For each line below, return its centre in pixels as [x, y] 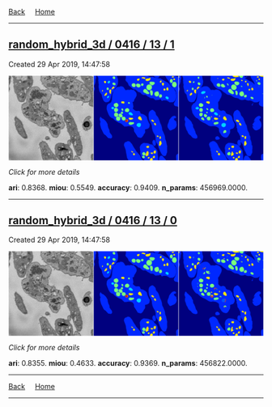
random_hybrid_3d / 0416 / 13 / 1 [92, 45]
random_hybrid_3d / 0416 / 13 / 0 [93, 220]
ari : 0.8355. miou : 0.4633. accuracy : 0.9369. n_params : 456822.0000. [128, 363]
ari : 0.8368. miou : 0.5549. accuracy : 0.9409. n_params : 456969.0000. [128, 187]
